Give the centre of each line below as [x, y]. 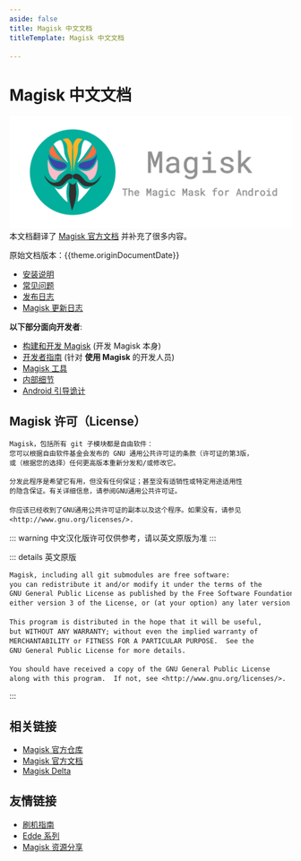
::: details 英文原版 [43, 556]
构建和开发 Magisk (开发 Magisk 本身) [91, 346]
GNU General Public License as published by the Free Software [130, 594]
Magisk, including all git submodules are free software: [120, 575]
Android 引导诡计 [54, 391]
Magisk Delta [47, 771]
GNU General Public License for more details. [98, 650]
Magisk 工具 [45, 368]
